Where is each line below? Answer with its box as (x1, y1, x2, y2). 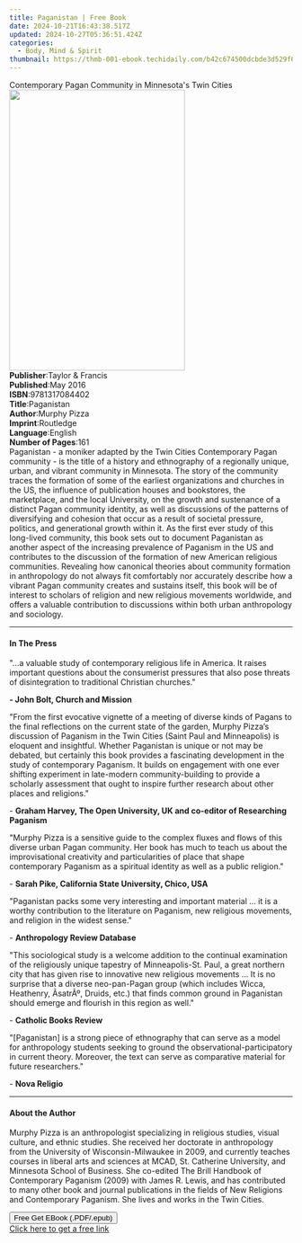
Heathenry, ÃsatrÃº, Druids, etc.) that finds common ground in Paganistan (9, 988, 283, 999)
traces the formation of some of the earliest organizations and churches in (9, 475, 285, 485)
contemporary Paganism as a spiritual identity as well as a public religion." (9, 861, 285, 872)
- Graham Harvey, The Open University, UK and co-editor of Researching (9, 805, 288, 816)
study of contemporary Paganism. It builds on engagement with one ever (9, 759, 280, 770)
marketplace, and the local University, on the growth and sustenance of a (9, 494, 281, 504)
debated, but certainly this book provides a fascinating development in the (9, 750, 285, 760)
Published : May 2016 (9, 379, 86, 390)
